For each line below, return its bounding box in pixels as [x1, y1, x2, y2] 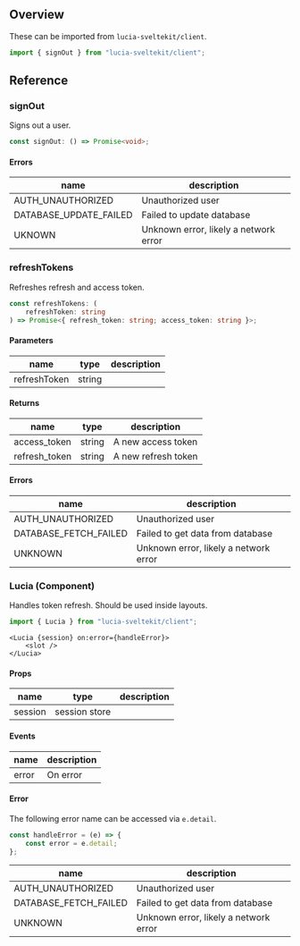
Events [9, 731, 36, 741]
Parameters [9, 334, 54, 345]
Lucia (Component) [9, 579, 96, 592]
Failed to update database [141, 209, 251, 222]
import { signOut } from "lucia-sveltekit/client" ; [9, 48, 205, 57]
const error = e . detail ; [25, 839, 118, 848]
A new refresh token [112, 450, 198, 462]
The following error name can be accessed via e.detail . [9, 813, 217, 824]
